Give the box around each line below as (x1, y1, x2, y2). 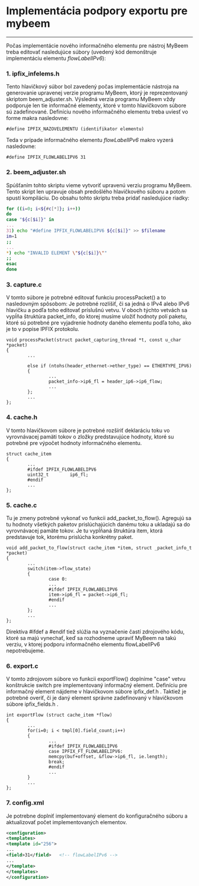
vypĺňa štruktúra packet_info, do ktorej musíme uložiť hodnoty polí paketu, (6, 313, 188, 320)
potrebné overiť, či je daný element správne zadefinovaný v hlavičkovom (6, 694, 184, 702)
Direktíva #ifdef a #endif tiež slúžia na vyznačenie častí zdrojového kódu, (6, 628, 185, 635)
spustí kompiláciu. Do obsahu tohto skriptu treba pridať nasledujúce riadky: (6, 194, 190, 201)
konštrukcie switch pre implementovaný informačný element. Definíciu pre (6, 682, 188, 689)
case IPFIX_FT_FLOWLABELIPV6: (48, 749, 123, 755)
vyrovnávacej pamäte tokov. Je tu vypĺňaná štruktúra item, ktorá (6, 527, 163, 534)
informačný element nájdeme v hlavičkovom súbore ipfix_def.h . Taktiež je (6, 688, 187, 695)
